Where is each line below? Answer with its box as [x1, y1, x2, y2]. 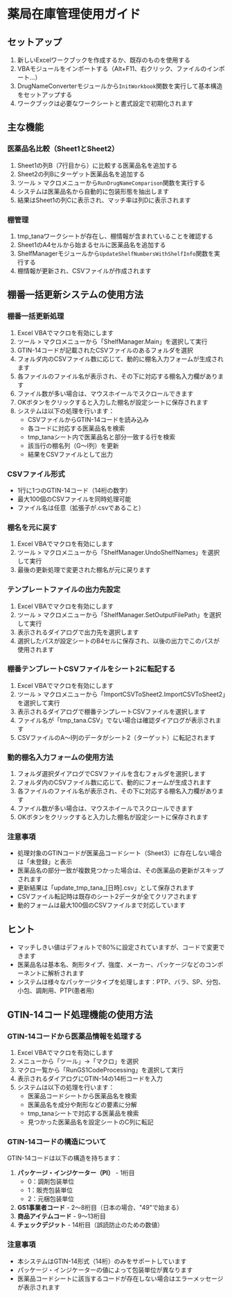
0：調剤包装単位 [27, 1177, 75, 1186]
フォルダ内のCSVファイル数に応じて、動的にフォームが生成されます [17, 778, 212, 786]
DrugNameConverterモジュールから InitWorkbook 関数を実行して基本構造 [17, 82, 223, 90]
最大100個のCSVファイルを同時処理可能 [17, 494, 132, 503]
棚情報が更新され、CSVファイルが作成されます [17, 267, 152, 275]
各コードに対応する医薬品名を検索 [27, 424, 125, 432]
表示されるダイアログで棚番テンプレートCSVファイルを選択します [17, 707, 206, 716]
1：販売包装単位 [27, 1186, 73, 1195]
